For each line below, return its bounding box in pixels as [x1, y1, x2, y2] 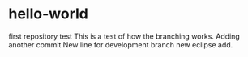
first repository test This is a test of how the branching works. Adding [8, 31, 241, 41]
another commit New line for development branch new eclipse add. [8, 39, 233, 49]
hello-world [8, 5, 89, 23]
